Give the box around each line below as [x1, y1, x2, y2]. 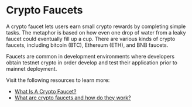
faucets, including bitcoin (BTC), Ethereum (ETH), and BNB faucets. [6, 42, 169, 49]
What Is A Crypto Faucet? [14, 88, 77, 95]
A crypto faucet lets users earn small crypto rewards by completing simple [6, 23, 186, 30]
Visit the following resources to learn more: [6, 77, 110, 84]
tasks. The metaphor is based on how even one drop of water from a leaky [6, 29, 186, 36]
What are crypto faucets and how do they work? [14, 94, 131, 101]
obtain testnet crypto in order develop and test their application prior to [6, 59, 177, 66]
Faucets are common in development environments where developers [6, 53, 174, 60]
